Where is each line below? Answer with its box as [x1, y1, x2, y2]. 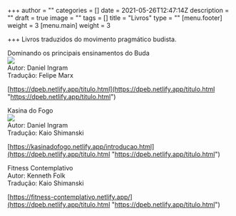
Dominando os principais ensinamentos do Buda [7, 49, 150, 57]
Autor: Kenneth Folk [7, 171, 66, 180]
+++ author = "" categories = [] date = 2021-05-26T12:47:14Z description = [7, 6, 230, 14]
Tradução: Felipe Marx [7, 71, 73, 79]
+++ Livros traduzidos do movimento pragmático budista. [7, 35, 177, 43]
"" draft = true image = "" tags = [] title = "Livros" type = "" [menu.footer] [7, 14, 222, 22]
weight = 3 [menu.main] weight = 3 [7, 21, 111, 29]
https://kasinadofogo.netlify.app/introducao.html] [9, 143, 155, 150]
